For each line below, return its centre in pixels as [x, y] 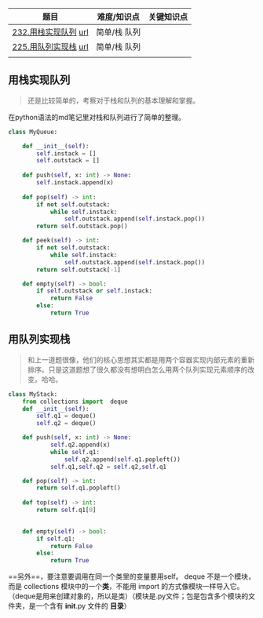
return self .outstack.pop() [82, 227]
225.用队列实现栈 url [50, 47]
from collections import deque [75, 402]
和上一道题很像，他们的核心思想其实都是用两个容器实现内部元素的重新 [141, 359]
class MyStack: [33, 394]
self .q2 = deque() [66, 424]
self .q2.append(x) [80, 445]
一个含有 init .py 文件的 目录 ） [83, 606]
